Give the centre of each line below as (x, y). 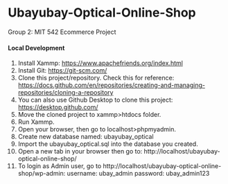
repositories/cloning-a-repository (65, 93)
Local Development (36, 48)
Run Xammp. (36, 122)
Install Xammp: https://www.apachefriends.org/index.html (100, 63)
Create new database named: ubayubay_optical (86, 137)
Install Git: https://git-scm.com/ (62, 71)
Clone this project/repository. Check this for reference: (96, 78)
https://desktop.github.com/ (58, 107)
